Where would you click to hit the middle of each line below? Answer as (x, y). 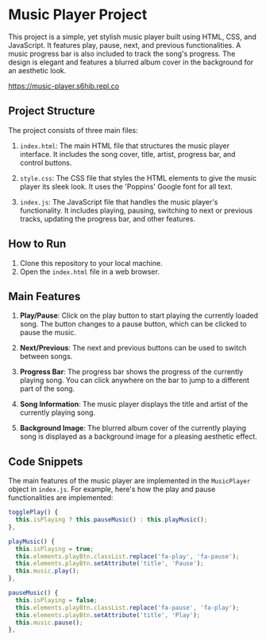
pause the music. (48, 333)
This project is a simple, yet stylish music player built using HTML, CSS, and (132, 37)
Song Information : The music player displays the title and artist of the (134, 405)
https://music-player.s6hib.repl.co (64, 86)
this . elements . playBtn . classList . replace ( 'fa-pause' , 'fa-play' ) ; (127, 608)
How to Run (37, 244)
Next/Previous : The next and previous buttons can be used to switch (133, 348)
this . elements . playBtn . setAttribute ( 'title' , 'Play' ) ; (108, 615)
